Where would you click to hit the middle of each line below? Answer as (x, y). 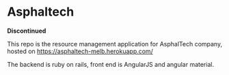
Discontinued (27, 31)
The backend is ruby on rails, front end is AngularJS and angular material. (110, 64)
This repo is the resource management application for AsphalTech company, (115, 44)
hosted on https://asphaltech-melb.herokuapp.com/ (80, 51)
